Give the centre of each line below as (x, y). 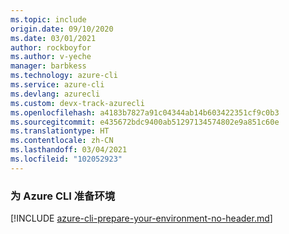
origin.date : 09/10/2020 (62, 29)
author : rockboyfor (51, 47)
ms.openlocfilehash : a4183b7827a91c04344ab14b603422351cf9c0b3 (145, 112)
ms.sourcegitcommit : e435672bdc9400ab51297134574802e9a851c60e (145, 122)
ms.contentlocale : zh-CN (62, 141)
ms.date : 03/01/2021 (53, 38)
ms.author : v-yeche (51, 57)
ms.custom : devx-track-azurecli (77, 103)
